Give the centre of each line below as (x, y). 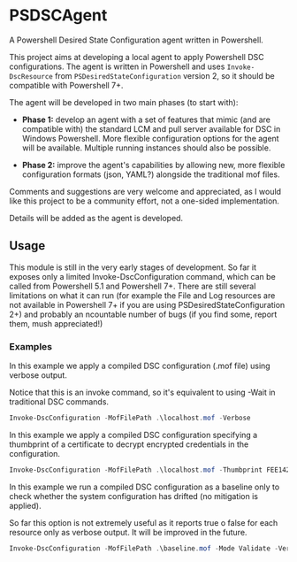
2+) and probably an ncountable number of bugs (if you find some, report (143, 314)
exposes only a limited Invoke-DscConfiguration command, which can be (142, 276)
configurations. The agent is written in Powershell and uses (117, 66)
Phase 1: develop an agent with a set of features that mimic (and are (146, 119)
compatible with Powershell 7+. (66, 85)
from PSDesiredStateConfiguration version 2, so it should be (165, 75)
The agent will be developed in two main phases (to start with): (124, 102)
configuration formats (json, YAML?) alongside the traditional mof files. (151, 174)
